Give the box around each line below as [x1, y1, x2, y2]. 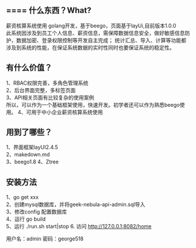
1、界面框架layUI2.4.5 [6, 144, 58, 151]
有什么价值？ [6, 63, 52, 73]
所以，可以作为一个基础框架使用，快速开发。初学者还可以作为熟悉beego [6, 101, 180, 108]
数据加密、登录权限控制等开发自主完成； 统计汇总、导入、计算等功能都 [16, 37, 187, 44]
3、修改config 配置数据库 [6, 208, 67, 215]
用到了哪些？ [6, 127, 52, 137]
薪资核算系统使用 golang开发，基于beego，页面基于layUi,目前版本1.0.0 [6, 22, 177, 29]
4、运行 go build [6, 215, 46, 223]
